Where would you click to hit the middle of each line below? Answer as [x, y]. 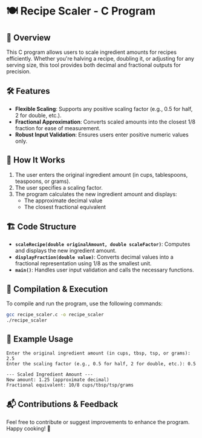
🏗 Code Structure [41, 227]
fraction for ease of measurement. [58, 128]
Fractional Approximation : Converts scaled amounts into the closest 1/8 [105, 122]
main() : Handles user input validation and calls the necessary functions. [105, 270]
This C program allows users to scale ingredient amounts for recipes [92, 52]
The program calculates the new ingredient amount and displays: [96, 194]
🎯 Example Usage [40, 339]
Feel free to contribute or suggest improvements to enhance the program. [98, 422]
